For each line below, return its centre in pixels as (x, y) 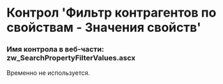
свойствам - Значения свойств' (104, 27)
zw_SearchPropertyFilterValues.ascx (71, 58)
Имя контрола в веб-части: (55, 49)
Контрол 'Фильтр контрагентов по (111, 13)
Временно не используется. (48, 73)
